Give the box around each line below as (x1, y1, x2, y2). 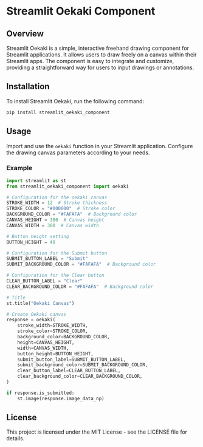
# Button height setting (6, 233, 69, 239)
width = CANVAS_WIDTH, (17, 345, 69, 351)
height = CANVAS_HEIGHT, (17, 339, 75, 346)
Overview (6, 29, 44, 39)
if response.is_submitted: (6, 390, 75, 396)
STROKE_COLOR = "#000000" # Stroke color (6, 205, 115, 212)
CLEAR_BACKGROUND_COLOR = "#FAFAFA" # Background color (6, 284, 154, 290)
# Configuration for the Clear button (6, 272, 105, 279)
